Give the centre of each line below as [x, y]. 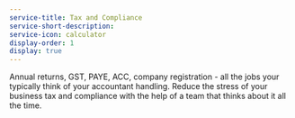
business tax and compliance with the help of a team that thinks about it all [147, 96]
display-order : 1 [42, 43]
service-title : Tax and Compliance [76, 18]
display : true [36, 51]
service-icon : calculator [58, 34]
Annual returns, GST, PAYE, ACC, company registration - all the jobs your [144, 77]
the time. [26, 105]
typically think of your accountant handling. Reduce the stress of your [139, 86]
